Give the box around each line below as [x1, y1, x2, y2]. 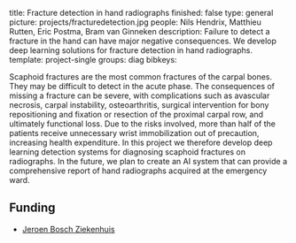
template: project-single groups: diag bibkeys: [9, 55, 177, 65]
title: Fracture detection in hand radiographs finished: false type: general [9, 8, 274, 18]
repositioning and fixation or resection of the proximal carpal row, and [9, 110, 264, 119]
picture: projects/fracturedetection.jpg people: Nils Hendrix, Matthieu [9, 17, 261, 27]
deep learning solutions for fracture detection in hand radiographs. [9, 45, 253, 56]
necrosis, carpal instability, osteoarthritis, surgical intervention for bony [9, 100, 269, 110]
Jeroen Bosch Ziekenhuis [21, 224, 115, 234]
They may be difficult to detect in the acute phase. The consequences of [9, 81, 276, 91]
